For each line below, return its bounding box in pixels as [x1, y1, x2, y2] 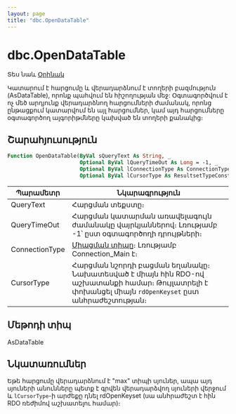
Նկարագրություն [117, 187, 181, 197]
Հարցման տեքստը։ [72, 199, 145, 209]
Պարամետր [15, 187, 60, 197]
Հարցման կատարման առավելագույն [72, 211, 212, 221]
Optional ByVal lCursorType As [79, 172, 171, 179]
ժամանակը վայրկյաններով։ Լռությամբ [72, 220, 218, 229]
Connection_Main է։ [72, 248, 138, 258]
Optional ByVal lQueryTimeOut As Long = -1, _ [79, 159, 218, 166]
